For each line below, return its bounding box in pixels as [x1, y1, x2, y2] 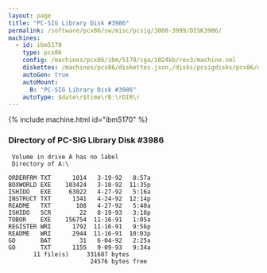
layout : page [8, 11, 52, 20]
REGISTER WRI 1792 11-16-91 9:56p [8, 222, 151, 231]
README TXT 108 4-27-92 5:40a [8, 201, 151, 209]
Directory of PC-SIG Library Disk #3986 [8, 135, 164, 146]
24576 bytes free [90, 257, 148, 265]
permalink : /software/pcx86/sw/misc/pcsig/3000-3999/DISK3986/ [8, 26, 222, 34]
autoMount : [22, 78, 59, 86]
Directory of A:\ [11, 160, 69, 168]
